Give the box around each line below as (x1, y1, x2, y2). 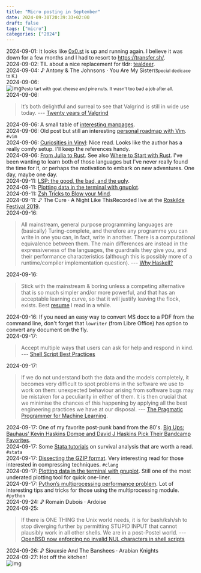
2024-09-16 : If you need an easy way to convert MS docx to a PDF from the (6, 313, 194, 320)
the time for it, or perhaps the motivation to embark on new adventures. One (6, 165, 195, 172)
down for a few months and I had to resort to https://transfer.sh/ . (6, 54, 166, 61)
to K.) (6, 73, 18, 79)
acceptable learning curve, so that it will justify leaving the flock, (20, 295, 181, 302)
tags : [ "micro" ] (6, 25, 47, 32)
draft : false (6, 20, 39, 26)
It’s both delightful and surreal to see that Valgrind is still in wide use (20, 103, 190, 110)
